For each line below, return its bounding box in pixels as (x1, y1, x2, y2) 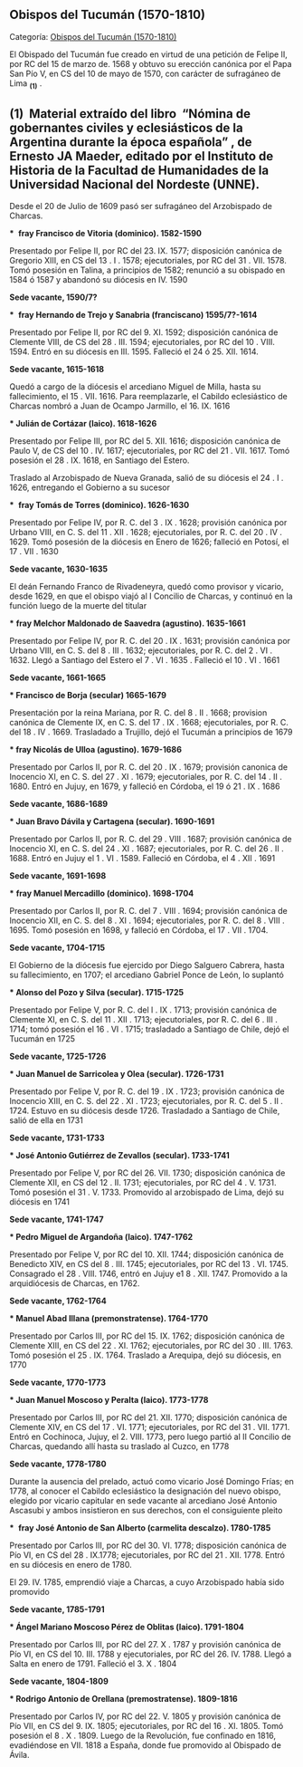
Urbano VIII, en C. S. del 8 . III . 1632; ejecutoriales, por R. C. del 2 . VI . (9, 645, 273, 656)
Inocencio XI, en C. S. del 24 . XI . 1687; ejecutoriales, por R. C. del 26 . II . (9, 843, 285, 854)
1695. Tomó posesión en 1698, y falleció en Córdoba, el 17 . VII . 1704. (9, 925, 269, 936)
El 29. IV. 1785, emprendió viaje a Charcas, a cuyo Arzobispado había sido (9, 1577, 285, 1588)
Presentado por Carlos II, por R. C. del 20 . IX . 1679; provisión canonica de (9, 762, 289, 773)
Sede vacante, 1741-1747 (9, 1214, 104, 1225)
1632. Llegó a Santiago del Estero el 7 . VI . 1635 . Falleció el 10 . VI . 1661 (9, 655, 280, 666)
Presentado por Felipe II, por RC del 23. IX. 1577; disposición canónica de (9, 245, 282, 256)
